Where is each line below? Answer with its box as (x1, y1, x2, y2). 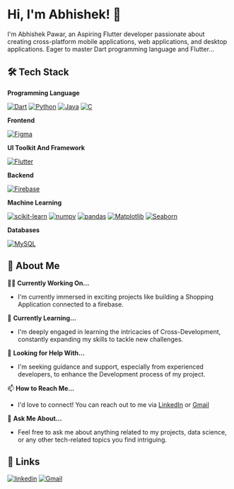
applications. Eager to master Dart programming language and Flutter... (7, 45, 214, 53)
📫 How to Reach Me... (7, 384, 75, 392)
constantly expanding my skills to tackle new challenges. (17, 335, 184, 343)
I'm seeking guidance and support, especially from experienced (17, 362, 204, 371)
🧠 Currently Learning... (7, 313, 76, 322)
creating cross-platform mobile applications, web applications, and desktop (7, 37, 228, 45)
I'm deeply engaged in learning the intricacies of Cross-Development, (17, 327, 221, 335)
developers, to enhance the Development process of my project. (17, 369, 206, 378)
